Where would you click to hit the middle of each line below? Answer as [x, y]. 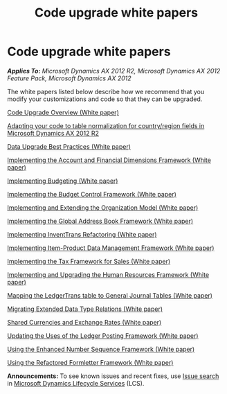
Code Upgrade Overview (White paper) [63, 112]
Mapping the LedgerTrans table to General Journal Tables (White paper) [110, 295]
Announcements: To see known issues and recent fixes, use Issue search [113, 376]
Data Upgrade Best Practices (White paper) [69, 146]
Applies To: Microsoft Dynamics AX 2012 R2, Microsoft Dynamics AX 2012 [114, 71]
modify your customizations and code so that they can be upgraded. [105, 99]
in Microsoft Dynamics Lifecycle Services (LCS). [76, 383]
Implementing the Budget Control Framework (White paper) [92, 194]
